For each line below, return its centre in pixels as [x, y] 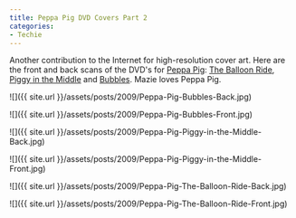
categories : [32, 26]
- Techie [26, 34]
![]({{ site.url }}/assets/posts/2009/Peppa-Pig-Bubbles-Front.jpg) [131, 115]
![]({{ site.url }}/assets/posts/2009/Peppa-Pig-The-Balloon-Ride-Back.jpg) [148, 186]
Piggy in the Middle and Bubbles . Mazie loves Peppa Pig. [115, 80]
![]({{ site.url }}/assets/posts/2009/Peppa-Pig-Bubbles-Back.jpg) [130, 97]
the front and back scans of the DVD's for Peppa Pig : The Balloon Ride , [142, 70]
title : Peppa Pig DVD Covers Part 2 [78, 18]
